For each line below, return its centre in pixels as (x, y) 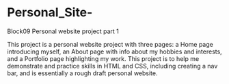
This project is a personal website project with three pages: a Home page (110, 44)
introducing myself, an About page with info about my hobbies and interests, (114, 51)
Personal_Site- (50, 13)
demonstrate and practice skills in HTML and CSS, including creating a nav (112, 66)
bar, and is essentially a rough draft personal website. (83, 73)
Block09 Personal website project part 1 (63, 31)
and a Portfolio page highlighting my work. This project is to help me (103, 58)
